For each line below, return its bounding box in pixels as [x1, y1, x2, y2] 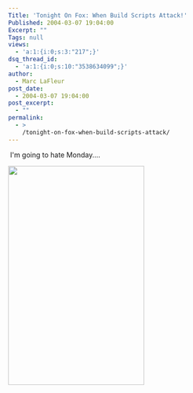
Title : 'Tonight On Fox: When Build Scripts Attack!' [8, 11, 188, 20]
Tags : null [8, 33, 44, 42]
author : [8, 70, 34, 78]
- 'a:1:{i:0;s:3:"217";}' [15, 48, 100, 56]
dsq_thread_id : [8, 56, 58, 64]
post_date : [8, 84, 44, 93]
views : [8, 41, 30, 49]
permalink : [8, 114, 44, 122]
